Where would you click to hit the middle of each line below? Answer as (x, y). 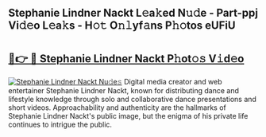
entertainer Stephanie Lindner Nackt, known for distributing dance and (124, 90)
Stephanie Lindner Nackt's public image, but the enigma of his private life (128, 116)
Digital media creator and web (173, 82)
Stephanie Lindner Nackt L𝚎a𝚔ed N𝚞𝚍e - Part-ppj (133, 13)
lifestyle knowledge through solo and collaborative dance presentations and (132, 99)
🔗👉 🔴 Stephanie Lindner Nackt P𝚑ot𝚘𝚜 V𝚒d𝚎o (126, 59)
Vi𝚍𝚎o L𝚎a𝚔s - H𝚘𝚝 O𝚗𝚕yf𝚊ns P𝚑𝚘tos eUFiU (122, 26)
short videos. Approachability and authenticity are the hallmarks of (117, 108)
